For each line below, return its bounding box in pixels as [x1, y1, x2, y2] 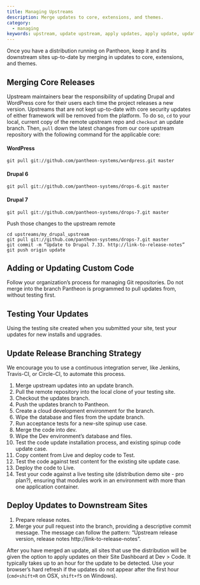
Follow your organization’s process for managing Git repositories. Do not [7, 279, 183, 286]
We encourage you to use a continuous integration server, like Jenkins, [7, 364, 180, 371]
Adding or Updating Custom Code [7, 263, 134, 273]
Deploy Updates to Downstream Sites [7, 500, 148, 511]
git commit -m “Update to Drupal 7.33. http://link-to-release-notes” [7, 242, 185, 248]
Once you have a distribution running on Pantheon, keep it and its [7, 47, 167, 54]
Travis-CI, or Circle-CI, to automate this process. [7, 370, 126, 377]
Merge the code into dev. [15, 426, 77, 433]
